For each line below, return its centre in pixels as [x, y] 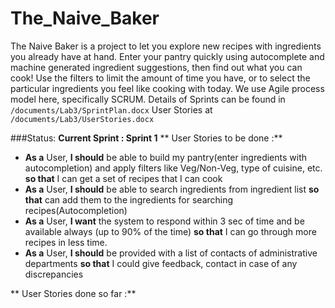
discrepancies [54, 274]
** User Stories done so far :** [73, 293]
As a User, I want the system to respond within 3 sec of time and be [164, 221]
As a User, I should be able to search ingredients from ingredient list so [172, 189]
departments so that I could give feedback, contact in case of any [161, 263]
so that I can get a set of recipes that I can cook [123, 178]
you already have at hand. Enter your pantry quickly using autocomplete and [167, 56]
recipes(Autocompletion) [76, 210]
